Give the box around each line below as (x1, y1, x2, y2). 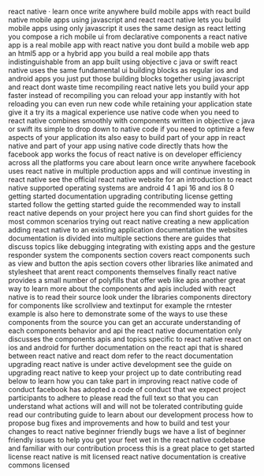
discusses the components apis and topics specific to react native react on (8, 334, 252, 343)
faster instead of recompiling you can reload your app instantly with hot (8, 91, 240, 100)
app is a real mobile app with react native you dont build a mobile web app (8, 40, 250, 50)
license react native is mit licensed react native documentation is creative (8, 452, 247, 461)
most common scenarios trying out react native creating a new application (8, 217, 250, 226)
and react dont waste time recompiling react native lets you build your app (8, 82, 250, 92)
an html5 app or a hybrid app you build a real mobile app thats (8, 49, 210, 58)
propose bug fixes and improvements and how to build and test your (8, 418, 230, 428)
